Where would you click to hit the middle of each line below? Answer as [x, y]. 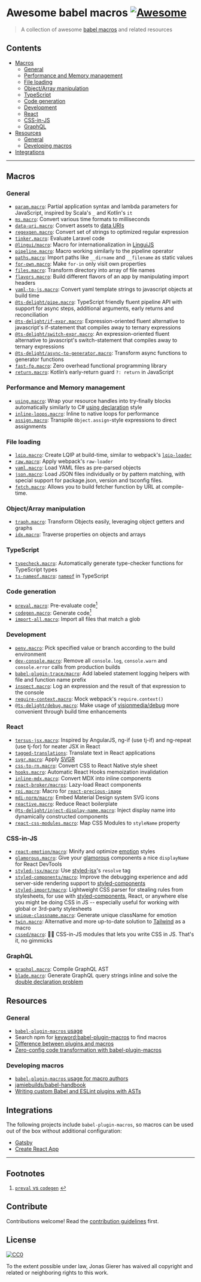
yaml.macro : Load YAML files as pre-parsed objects [78, 468]
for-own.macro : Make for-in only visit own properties [80, 264]
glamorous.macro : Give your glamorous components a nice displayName [102, 858]
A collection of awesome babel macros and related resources [96, 29]
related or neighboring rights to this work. [57, 1272]
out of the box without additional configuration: [64, 1131]
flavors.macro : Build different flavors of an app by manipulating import [102, 276]
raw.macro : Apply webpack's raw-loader [64, 461]
